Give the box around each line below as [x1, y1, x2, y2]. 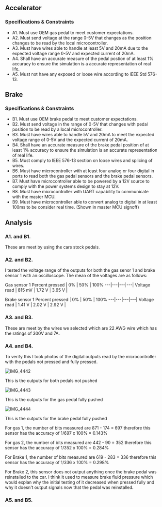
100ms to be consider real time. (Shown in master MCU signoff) [12, 204, 139, 210]
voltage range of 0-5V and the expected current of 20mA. [12, 137, 128, 143]
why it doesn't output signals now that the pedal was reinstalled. [5, 484, 134, 490]
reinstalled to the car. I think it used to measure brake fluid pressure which [5, 474, 153, 480]
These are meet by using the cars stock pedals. [5, 244, 100, 250]
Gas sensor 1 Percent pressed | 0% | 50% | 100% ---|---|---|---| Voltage [5, 282, 150, 288]
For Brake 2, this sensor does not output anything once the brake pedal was [5, 468, 157, 475]
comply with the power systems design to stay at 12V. [12, 183, 120, 189]
